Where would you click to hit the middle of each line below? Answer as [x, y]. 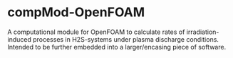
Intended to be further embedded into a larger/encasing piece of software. [117, 47]
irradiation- [203, 32]
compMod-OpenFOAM [76, 12]
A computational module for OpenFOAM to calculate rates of [96, 32]
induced [20, 39]
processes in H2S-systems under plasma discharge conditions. [126, 39]
